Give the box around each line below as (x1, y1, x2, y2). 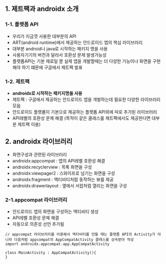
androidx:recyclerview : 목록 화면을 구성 (12, 164, 92, 170)
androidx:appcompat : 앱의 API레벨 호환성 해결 (12, 157, 106, 163)
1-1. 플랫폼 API (5, 21, 39, 28)
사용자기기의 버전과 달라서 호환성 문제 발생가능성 (12, 52, 107, 58)
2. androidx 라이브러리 (5, 137, 73, 146)
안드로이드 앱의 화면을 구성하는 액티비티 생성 (12, 209, 99, 215)
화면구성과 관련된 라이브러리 (12, 151, 67, 157)
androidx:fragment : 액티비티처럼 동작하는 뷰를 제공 (12, 176, 114, 182)
